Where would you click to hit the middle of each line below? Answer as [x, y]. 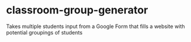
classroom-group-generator [77, 10]
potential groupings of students [44, 32]
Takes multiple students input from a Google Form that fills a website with [96, 26]
